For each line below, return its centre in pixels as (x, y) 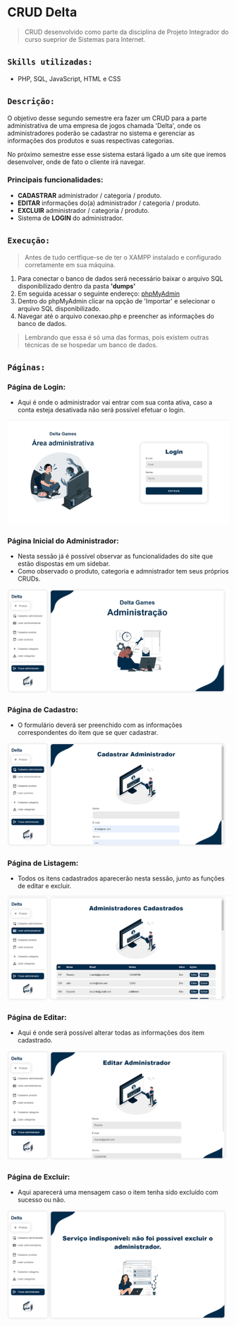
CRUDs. (29, 579)
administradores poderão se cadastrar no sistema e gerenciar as (101, 133)
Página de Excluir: (39, 1177)
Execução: (29, 241)
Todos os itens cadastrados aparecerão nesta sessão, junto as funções (121, 878)
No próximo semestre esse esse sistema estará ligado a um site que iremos (117, 154)
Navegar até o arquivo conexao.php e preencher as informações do (116, 316)
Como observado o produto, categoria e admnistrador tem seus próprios (123, 571)
